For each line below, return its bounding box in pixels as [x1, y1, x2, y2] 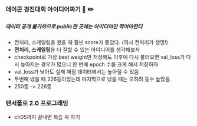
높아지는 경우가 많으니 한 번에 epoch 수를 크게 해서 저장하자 [20, 61, 159, 68]
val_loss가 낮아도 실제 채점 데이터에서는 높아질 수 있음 [14, 68, 139, 75]
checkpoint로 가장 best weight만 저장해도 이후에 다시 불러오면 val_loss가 [14, 53, 185, 60]
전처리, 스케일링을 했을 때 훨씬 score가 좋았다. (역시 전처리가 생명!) [14, 38, 169, 45]
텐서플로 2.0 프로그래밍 [5, 99, 68, 107]
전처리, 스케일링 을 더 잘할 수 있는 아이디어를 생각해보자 [14, 46, 140, 53]
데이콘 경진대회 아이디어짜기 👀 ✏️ [5, 5, 94, 13]
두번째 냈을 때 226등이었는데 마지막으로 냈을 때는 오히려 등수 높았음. [14, 75, 172, 82]
